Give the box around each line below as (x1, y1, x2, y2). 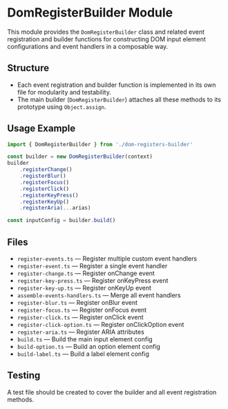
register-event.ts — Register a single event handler (17, 262, 168, 270)
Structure (7, 62, 50, 74)
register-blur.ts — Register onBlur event (17, 299, 138, 306)
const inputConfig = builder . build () (7, 217, 116, 224)
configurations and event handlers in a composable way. (7, 42, 169, 50)
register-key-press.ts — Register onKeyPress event (17, 277, 169, 284)
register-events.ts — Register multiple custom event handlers (17, 255, 198, 263)
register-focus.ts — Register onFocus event (17, 306, 147, 314)
